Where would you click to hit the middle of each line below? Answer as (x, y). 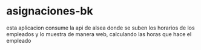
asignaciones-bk (50, 11)
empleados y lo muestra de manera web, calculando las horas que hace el (99, 34)
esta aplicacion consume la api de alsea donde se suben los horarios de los (100, 28)
